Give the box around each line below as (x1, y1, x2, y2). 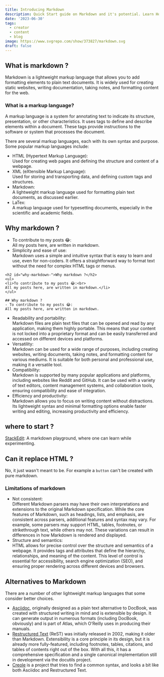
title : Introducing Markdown (5, 7, 64, 12)
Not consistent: (12, 496, 43, 502)
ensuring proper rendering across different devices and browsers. (12, 563, 145, 569)
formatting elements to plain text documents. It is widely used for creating (5, 80, 154, 85)
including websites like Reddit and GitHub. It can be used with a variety (12, 377, 155, 383)
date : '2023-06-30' (5, 16, 45, 21)
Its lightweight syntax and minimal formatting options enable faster (12, 403, 146, 409)
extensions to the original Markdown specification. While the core (12, 506, 144, 512)
